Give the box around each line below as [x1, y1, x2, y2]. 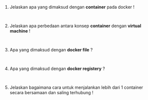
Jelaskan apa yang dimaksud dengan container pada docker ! [9, 4, 135, 10]
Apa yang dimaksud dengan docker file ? [9, 47, 93, 52]
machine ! [9, 28, 31, 33]
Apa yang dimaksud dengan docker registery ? [9, 66, 105, 71]
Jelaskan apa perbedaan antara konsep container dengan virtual [9, 23, 141, 29]
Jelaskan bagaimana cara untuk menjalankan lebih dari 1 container [9, 84, 144, 90]
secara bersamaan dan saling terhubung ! [9, 90, 93, 95]
